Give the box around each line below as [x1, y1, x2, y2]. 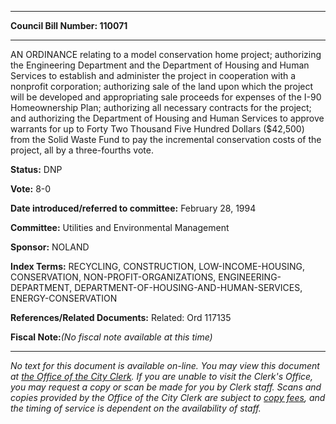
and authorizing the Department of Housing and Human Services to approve [10, 112, 325, 124]
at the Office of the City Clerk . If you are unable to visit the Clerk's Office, [10, 371, 314, 382]
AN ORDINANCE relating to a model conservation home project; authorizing [10, 49, 322, 60]
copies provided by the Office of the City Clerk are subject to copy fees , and [10, 392, 326, 403]
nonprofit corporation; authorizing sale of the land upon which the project [10, 81, 314, 92]
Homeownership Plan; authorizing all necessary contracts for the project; [10, 102, 312, 113]
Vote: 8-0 [10, 183, 52, 195]
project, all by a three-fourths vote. [10, 144, 154, 156]
